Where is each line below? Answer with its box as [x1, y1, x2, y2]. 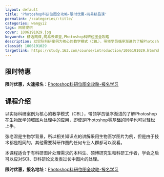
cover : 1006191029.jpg [5, 30, 51, 35]
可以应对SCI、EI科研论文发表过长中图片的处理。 [5, 156, 102, 162]
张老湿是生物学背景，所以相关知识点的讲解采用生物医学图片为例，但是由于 [5, 133, 155, 139]
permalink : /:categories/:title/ [5, 16, 73, 21]
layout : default [5, 7, 38, 12]
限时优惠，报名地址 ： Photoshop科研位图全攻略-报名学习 [5, 167, 119, 173]
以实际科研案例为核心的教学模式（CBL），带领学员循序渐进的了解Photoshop [5, 111, 157, 117]
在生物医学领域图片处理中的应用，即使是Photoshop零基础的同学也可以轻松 [5, 117, 155, 123]
